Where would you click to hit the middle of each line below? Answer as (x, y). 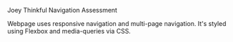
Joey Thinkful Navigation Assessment (62, 10)
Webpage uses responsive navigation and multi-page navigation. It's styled (117, 23)
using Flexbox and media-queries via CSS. (69, 31)
